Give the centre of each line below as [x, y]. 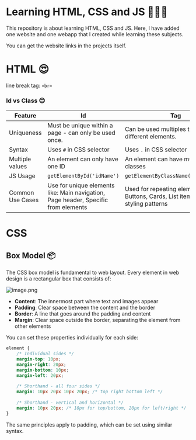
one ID [57, 167]
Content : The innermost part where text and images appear [86, 302]
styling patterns [146, 204]
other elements [33, 326]
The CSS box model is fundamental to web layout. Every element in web [93, 273]
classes [135, 167]
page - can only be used [81, 133]
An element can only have [83, 159]
